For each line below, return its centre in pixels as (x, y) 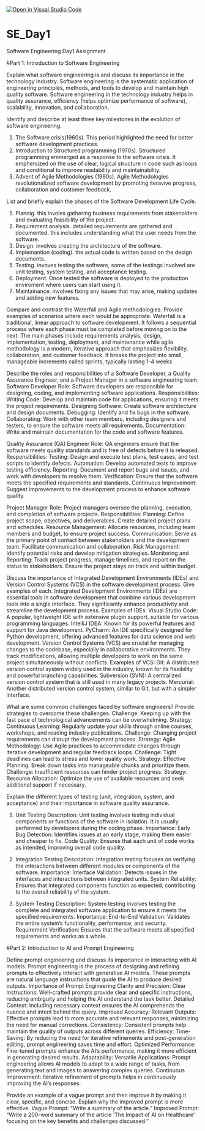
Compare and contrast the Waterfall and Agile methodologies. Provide (95, 310)
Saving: (16, 1037)
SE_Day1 (28, 34)
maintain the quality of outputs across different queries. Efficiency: (90, 1031)
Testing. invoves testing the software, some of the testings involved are (105, 265)
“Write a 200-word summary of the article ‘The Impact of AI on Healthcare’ (101, 1114)
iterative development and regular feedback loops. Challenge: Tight (91, 752)
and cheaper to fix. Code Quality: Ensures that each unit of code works (105, 840)
